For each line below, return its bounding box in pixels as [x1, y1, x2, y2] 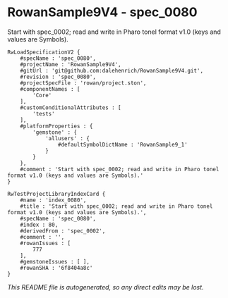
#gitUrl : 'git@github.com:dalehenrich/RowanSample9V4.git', [20, 67, 203, 74]
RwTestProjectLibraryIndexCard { [7, 190, 106, 197]
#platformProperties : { [20, 123, 93, 130]
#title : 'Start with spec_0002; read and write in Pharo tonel [20, 202, 213, 210]
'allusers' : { [44, 135, 90, 142]
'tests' [32, 110, 55, 117]
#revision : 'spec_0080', [20, 73, 97, 80]
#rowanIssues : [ [20, 240, 71, 247]
